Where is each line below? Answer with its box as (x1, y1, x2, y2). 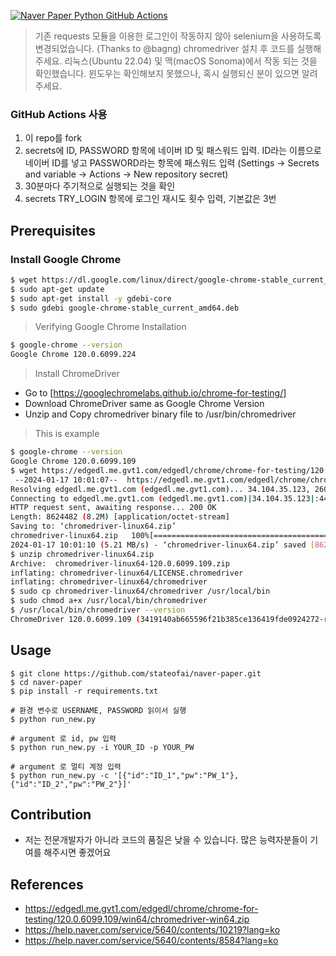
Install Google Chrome (10, 252, 122, 266)
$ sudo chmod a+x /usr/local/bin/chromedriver (10, 596, 208, 606)
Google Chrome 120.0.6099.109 (10, 456, 137, 467)
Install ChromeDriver (34, 368, 120, 380)
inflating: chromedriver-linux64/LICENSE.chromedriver (10, 568, 244, 578)
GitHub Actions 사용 (10, 107, 108, 121)
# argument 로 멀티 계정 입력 (10, 761, 122, 772)
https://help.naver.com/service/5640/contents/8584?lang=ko (24, 935, 279, 947)
